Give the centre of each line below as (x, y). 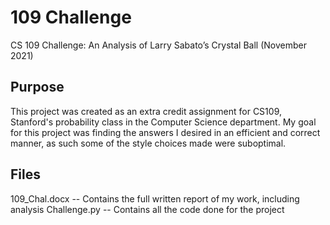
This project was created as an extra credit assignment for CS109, (146, 111)
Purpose (37, 87)
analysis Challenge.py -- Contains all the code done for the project (147, 209)
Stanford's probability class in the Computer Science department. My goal (163, 122)
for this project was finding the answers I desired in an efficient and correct (165, 132)
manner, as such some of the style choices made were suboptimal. (148, 143)
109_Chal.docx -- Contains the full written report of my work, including (155, 198)
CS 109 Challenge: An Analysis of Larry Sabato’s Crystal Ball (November (158, 45)
